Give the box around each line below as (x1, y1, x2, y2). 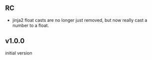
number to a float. (12, 22, 49, 28)
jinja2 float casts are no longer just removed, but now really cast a (12, 17, 148, 23)
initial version (5, 50, 32, 56)
